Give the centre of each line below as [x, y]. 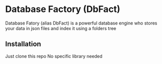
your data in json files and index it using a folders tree [61, 28]
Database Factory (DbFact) [63, 9]
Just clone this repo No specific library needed [54, 56]
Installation [23, 44]
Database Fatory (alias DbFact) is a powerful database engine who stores [81, 23]
